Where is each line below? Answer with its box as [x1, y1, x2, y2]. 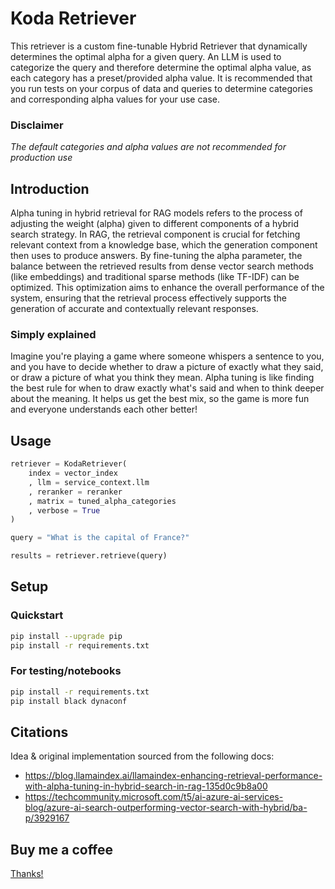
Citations [10, 723, 69, 741]
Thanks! [10, 868, 44, 880]
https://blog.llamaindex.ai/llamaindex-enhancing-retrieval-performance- [24, 770, 323, 782]
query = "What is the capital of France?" [10, 533, 190, 543]
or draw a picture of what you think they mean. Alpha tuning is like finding [10, 372, 315, 384]
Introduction [10, 180, 90, 197]
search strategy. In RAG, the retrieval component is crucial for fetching [10, 228, 301, 241]
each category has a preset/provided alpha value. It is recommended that [10, 72, 313, 84]
